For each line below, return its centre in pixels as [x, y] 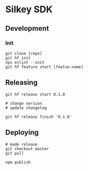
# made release [21, 144]
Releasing [21, 83]
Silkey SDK [29, 9]
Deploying [22, 132]
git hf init [18, 58]
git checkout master [27, 149]
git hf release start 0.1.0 [35, 94]
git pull [15, 153]
